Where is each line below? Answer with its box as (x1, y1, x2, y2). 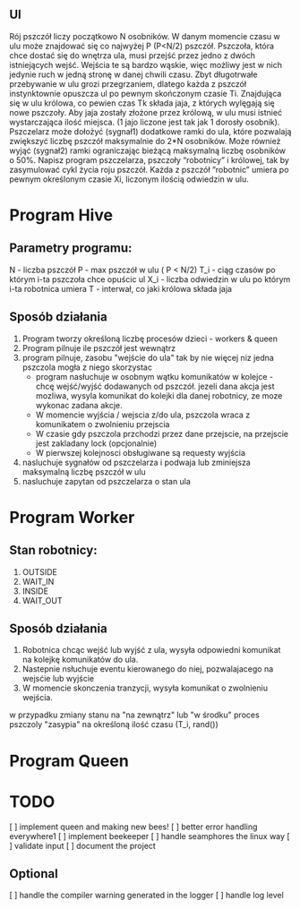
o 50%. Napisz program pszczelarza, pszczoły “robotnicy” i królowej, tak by (9, 154, 289, 165)
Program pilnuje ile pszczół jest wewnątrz (21, 342, 176, 353)
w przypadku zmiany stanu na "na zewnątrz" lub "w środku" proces (9, 709, 260, 720)
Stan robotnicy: (9, 543, 98, 558)
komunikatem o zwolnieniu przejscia (35, 418, 170, 429)
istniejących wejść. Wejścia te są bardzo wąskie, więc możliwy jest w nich (9, 59, 282, 70)
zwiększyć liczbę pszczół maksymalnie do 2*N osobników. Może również (9, 135, 281, 146)
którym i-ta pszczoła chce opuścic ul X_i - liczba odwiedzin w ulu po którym (9, 273, 291, 285)
